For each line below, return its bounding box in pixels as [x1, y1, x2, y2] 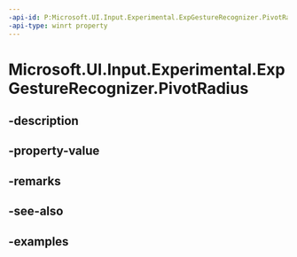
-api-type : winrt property [8, 21, 108, 30]
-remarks [8, 174, 61, 189]
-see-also [8, 204, 64, 219]
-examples [8, 234, 69, 249]
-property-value [8, 144, 100, 159]
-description [8, 113, 79, 128]
